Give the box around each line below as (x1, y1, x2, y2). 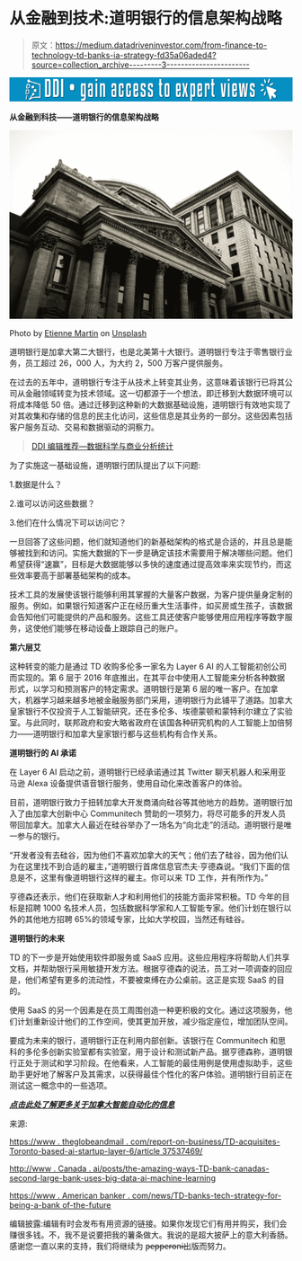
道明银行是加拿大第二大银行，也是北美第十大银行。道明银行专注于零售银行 (9, 346, 285, 357)
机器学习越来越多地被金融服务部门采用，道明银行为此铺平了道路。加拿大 (24, 694, 293, 706)
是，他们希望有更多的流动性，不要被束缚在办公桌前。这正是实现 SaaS (9, 974, 267, 985)
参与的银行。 (16, 830, 65, 841)
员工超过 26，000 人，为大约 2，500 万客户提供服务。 (24, 357, 227, 369)
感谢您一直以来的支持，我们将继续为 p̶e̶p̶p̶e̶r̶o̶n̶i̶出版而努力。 (9, 1240, 231, 1251)
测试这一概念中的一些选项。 (9, 1079, 112, 1090)
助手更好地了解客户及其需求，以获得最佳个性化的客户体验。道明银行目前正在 (9, 1069, 293, 1079)
